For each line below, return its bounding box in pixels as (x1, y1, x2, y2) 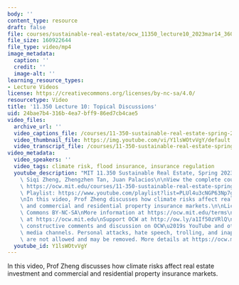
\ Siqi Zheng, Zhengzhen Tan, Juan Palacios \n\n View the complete (20, 176, 221, 183)
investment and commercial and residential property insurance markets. (7, 269, 218, 278)
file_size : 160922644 (7, 37, 72, 44)
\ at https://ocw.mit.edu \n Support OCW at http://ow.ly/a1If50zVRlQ (20, 216, 228, 223)
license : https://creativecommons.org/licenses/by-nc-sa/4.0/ (7, 90, 196, 97)
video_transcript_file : (14, 143, 84, 150)
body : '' (7, 10, 33, 18)
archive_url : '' (14, 123, 62, 130)
